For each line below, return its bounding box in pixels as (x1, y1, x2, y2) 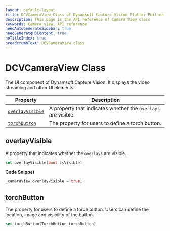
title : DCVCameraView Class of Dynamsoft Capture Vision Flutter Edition (5, 12, 164, 17)
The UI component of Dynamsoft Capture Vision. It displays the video (5, 79, 150, 85)
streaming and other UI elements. (5, 84, 75, 90)
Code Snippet (5, 169, 35, 175)
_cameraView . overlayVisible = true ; (5, 179, 82, 184)
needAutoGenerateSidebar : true (5, 26, 71, 31)
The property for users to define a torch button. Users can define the (5, 206, 149, 213)
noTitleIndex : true (5, 36, 47, 41)
